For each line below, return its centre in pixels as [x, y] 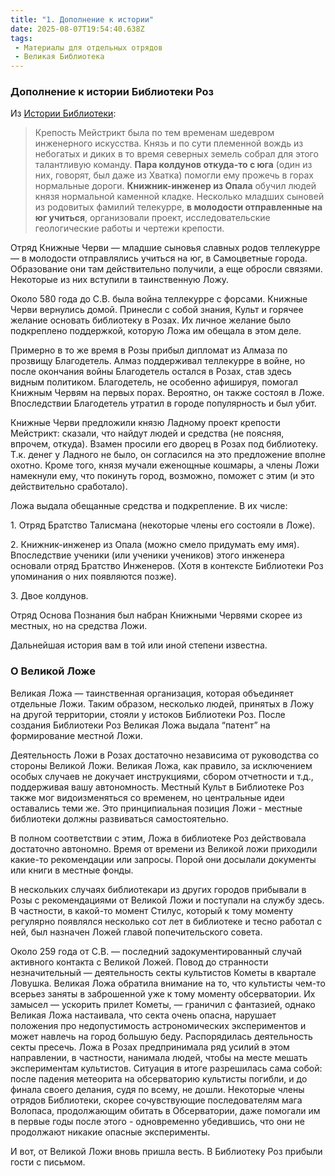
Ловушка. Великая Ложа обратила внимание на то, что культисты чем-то [168, 983]
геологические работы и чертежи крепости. [129, 228]
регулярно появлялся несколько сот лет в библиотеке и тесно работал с [166, 921]
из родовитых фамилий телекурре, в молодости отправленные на [178, 207]
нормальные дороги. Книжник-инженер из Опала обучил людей [175, 186]
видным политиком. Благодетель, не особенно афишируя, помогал [154, 382]
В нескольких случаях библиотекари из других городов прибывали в [158, 889]
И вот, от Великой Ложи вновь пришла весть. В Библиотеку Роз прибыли [166, 1151]
